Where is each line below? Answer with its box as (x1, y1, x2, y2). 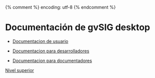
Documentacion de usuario (12, 38, 68, 44)
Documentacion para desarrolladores (12, 47, 89, 54)
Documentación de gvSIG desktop (5, 22, 150, 33)
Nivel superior (5, 67, 34, 73)
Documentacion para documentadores (12, 57, 92, 63)
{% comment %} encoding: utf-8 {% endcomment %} (5, 4, 116, 10)
